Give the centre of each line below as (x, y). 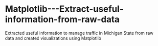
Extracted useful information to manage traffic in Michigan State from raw (79, 33)
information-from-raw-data (62, 19)
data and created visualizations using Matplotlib (53, 38)
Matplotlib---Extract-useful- (64, 9)
